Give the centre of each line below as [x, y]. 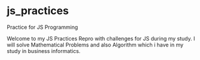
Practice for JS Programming [42, 27]
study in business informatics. [44, 51]
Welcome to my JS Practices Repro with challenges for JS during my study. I [101, 38]
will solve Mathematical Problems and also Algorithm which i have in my [95, 45]
